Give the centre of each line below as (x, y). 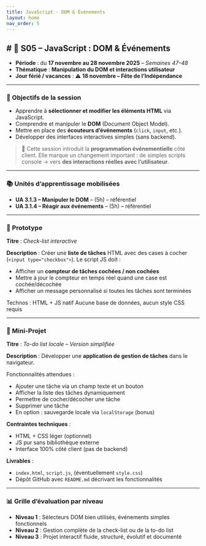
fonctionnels (31, 523)
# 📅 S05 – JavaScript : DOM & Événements (88, 48)
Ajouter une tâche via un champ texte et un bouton (79, 386)
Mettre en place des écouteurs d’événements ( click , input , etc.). (99, 131)
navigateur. (21, 363)
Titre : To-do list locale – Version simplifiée (60, 344)
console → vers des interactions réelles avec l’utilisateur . (95, 162)
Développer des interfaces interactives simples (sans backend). (96, 137)
